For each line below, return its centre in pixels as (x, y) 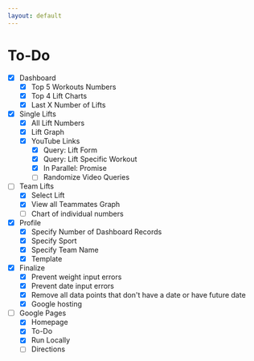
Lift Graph (48, 132)
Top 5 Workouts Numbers (74, 87)
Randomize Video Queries (86, 177)
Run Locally (51, 340)
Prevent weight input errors (76, 277)
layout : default (35, 16)
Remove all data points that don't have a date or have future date (138, 295)
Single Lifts (38, 114)
